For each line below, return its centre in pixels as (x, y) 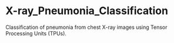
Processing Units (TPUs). (36, 33)
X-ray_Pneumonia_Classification (87, 11)
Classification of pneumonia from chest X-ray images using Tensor (86, 27)
